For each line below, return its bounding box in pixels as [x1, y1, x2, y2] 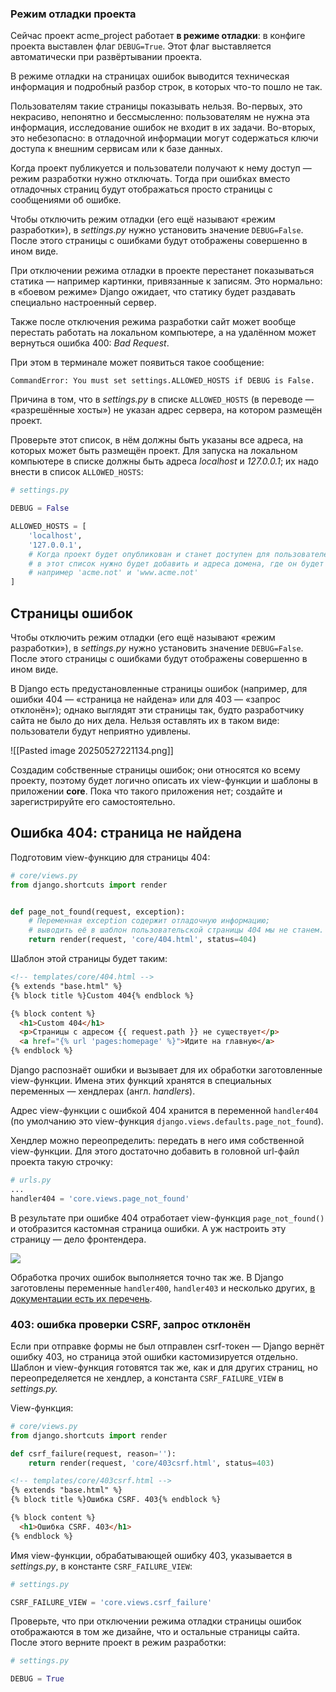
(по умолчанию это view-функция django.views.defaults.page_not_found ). [10, 1115, 324, 1127]
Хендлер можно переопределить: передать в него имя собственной [10, 1135, 305, 1147]
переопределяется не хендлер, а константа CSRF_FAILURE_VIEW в [10, 1372, 284, 1384]
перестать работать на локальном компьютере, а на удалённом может [10, 327, 317, 339]
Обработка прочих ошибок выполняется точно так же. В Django [10, 1271, 284, 1283]
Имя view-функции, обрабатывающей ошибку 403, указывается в [10, 1549, 293, 1561]
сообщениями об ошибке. [10, 194, 122, 206]
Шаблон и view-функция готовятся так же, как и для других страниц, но [10, 1361, 318, 1373]
